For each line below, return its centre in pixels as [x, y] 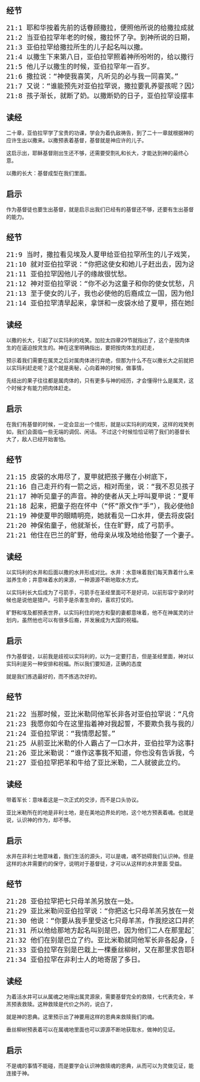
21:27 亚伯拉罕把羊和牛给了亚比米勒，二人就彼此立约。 [96, 763]
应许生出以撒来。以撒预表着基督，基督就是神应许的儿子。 [76, 140]
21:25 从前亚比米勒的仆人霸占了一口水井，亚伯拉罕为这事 [99, 743]
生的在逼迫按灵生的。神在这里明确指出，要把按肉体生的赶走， [82, 348]
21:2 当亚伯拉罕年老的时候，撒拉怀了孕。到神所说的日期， [100, 38]
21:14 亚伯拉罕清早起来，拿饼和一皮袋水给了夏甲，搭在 [96, 303]
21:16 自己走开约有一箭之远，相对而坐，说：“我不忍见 [94, 487]
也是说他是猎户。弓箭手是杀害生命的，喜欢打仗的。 [74, 600]
